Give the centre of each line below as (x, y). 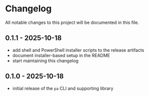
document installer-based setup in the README (61, 55)
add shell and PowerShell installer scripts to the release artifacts (78, 50)
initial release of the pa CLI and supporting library (63, 88)
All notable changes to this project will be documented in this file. (72, 22)
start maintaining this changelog (45, 61)
